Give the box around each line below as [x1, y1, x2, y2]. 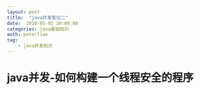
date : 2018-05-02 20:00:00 [7, 20, 79, 26]
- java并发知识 [18, 43, 53, 49]
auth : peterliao [7, 32, 48, 38]
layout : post [7, 9, 40, 15]
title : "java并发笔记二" [7, 15, 68, 21]
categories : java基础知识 [7, 26, 70, 32]
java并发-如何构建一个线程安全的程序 [7, 71, 194, 85]
